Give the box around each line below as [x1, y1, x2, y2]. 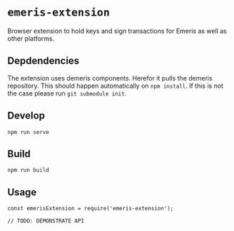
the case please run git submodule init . [7, 88, 127, 98]
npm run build [7, 167, 50, 174]
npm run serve [7, 128, 50, 135]
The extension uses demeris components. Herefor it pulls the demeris [7, 73, 213, 82]
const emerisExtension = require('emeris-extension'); [7, 205, 174, 212]
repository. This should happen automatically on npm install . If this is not [7, 81, 223, 90]
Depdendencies [7, 55, 80, 67]
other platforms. [7, 34, 55, 43]
